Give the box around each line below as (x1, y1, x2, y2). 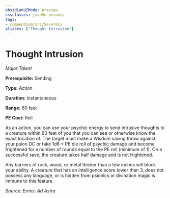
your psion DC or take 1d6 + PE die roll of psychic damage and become (5, 141, 155, 147)
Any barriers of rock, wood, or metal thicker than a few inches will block (5, 162, 156, 168)
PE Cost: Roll (5, 115, 33, 121)
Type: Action (5, 85, 33, 91)
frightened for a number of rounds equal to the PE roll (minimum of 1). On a (5, 146, 162, 153)
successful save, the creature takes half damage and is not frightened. (5, 152, 154, 158)
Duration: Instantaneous (5, 95, 57, 101)
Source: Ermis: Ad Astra (5, 188, 56, 194)
